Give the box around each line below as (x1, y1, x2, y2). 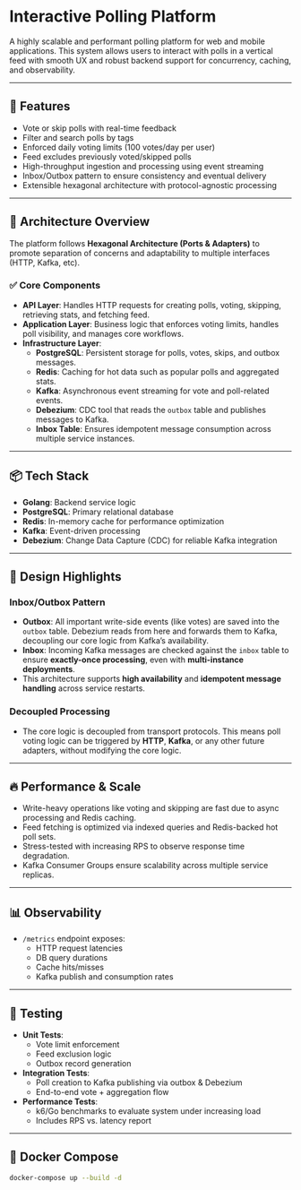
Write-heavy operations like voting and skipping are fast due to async (21, 803, 279, 814)
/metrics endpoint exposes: (21, 934, 125, 944)
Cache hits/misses (35, 961, 105, 973)
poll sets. (21, 832, 56, 842)
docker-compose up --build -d (9, 1173, 123, 1182)
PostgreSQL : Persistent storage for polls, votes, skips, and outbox (35, 347, 280, 358)
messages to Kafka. (35, 414, 109, 425)
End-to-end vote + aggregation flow (35, 1087, 169, 1098)
